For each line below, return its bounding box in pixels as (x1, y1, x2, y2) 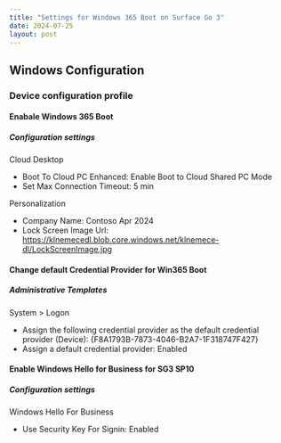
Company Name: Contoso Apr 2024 (21, 216, 154, 226)
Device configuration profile (9, 89, 133, 102)
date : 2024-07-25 (9, 21, 74, 30)
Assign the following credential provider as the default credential (21, 324, 260, 335)
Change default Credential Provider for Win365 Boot (9, 264, 207, 275)
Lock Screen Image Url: (21, 225, 109, 236)
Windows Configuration (9, 62, 145, 78)
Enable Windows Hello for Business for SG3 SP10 (9, 364, 195, 374)
